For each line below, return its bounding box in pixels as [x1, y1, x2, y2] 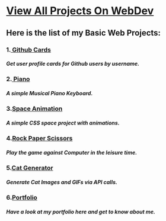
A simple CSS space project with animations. [6, 120, 120, 127]
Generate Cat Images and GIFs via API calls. [6, 178, 117, 185]
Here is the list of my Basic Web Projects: [6, 28, 161, 38]
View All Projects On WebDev [6, 4, 154, 18]
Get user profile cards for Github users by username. [6, 60, 140, 68]
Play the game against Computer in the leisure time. [6, 149, 138, 156]
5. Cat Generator [6, 164, 53, 172]
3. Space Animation [6, 105, 63, 113]
